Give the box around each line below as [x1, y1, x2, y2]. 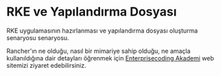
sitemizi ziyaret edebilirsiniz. [6, 61, 86, 69]
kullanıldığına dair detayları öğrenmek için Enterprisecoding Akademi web [6, 54, 214, 62]
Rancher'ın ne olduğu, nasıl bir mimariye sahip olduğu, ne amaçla [6, 47, 191, 55]
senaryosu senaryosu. [6, 33, 69, 41]
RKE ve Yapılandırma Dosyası [6, 4, 177, 20]
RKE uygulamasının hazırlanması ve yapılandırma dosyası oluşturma [6, 26, 198, 35]
